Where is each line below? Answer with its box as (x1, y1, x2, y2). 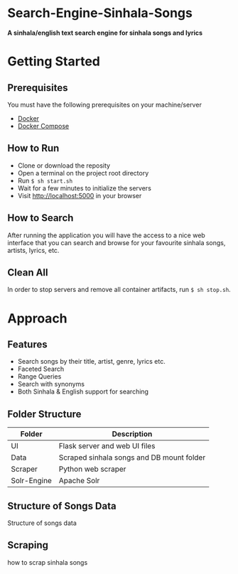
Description (112, 429, 153, 439)
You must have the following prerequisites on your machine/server (7, 100, 202, 109)
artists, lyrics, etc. (7, 246, 60, 254)
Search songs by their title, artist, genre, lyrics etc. (17, 357, 166, 366)
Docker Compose (17, 121, 70, 130)
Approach (7, 310, 67, 326)
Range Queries (17, 372, 62, 381)
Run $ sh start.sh (17, 176, 73, 185)
